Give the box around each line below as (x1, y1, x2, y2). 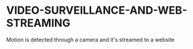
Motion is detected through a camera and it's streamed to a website (6, 36, 175, 43)
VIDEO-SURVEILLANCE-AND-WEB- (6, 4, 188, 17)
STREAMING (6, 16, 71, 30)
